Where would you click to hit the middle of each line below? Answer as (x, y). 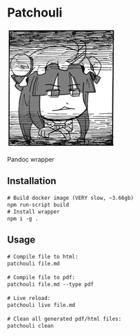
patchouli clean (30, 326)
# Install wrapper (33, 212)
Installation (32, 181)
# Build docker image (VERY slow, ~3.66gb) (71, 198)
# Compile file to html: (43, 256)
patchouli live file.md (41, 305)
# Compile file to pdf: (41, 277)
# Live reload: (29, 298)
